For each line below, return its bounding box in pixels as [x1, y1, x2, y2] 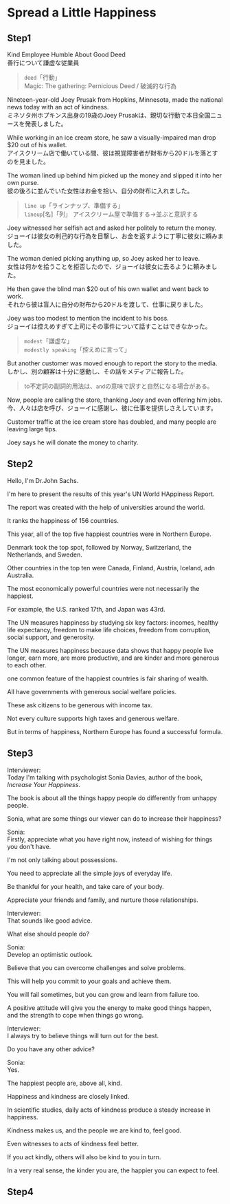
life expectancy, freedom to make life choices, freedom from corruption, [7, 625, 211, 634]
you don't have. [7, 842, 51, 850]
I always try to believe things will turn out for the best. [7, 1031, 159, 1040]
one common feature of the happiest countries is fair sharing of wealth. [7, 674, 209, 682]
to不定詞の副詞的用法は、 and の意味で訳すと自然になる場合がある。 [23, 382, 214, 390]
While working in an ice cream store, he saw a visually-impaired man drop [7, 133, 216, 142]
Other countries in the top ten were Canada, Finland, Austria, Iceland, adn [7, 563, 215, 572]
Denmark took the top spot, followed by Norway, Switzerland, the [7, 543, 192, 551]
